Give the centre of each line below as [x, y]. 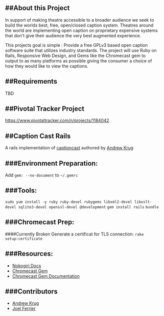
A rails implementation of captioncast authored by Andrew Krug [69, 148]
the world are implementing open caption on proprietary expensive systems [82, 30]
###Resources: [29, 254]
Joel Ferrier [24, 309]
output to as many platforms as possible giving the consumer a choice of [79, 60]
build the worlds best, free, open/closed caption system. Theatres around [79, 25]
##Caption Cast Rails [38, 136]
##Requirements [31, 81]
